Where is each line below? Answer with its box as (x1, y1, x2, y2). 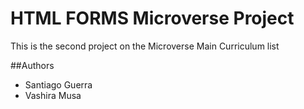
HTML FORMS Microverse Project (10, 7, 295, 30)
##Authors (10, 59, 55, 71)
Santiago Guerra (24, 78, 93, 91)
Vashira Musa (24, 89, 82, 101)
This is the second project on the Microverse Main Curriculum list (10, 40, 280, 52)
